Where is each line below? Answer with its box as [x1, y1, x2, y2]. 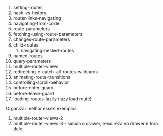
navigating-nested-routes [20, 48, 74, 53]
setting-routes [13, 5, 43, 10]
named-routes [13, 53, 43, 59]
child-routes [13, 42, 39, 48]
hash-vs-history [13, 10, 47, 16]
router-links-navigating [13, 15, 61, 21]
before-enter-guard [13, 85, 54, 90]
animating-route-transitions [13, 74, 71, 80]
